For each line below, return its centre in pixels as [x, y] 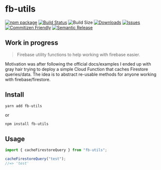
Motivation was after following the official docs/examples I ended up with [78, 64]
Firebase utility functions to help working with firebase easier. [79, 54]
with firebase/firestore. [28, 79]
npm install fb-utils [27, 124]
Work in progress [32, 43]
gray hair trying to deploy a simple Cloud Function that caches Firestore [77, 69]
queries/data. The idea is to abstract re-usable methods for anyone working [81, 74]
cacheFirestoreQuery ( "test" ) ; [36, 159]
